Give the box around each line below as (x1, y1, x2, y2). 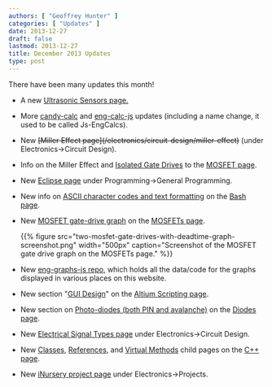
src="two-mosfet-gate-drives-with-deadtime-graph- (56, 231, 235, 241)
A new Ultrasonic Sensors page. (20, 95, 129, 105)
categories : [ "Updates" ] (8, 20, 100, 28)
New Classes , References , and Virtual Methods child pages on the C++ (20, 345, 260, 354)
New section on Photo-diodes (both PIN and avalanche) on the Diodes (20, 304, 257, 314)
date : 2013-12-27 (8, 27, 68, 35)
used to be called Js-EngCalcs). (20, 120, 129, 129)
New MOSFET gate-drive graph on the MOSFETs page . (20, 215, 205, 225)
